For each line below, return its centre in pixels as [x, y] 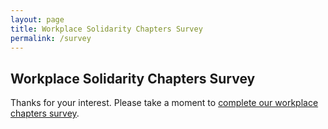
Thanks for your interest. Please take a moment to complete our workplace [164, 103]
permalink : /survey [51, 38]
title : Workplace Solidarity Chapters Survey [106, 29]
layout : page [37, 19]
